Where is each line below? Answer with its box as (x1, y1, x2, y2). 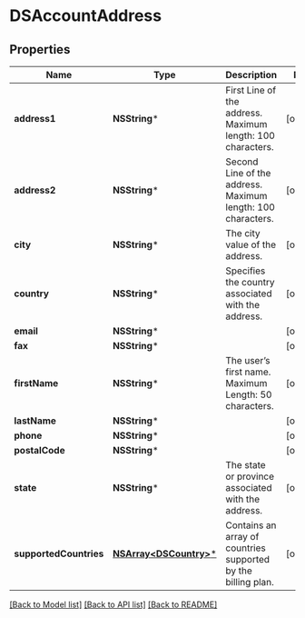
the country (225, 276, 275, 288)
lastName (14, 414, 57, 427)
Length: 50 (225, 388, 272, 401)
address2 (14, 184, 56, 196)
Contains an (225, 519, 277, 532)
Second (225, 155, 259, 168)
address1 (14, 113, 56, 125)
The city (225, 227, 261, 239)
